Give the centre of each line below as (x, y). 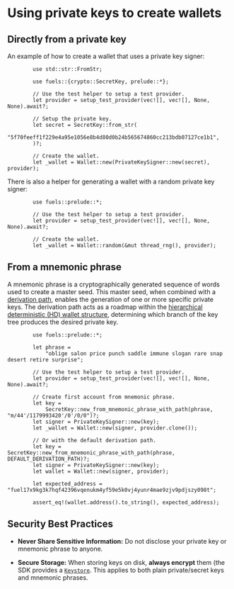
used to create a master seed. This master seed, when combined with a (112, 291)
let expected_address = (68, 483)
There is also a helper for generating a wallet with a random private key (111, 181)
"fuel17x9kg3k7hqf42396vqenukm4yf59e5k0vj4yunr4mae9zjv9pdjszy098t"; (112, 490)
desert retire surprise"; (45, 359)
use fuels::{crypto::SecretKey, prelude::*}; (101, 82)
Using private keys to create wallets (115, 13)
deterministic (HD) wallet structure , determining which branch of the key (113, 314)
